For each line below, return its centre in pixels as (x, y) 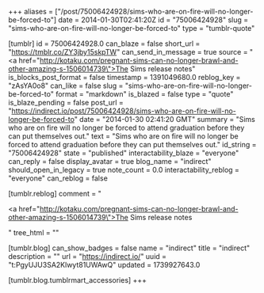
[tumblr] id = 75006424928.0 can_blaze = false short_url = (104, 44)
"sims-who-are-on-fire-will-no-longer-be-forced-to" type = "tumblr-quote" (132, 28)
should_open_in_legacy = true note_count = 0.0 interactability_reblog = (124, 170)
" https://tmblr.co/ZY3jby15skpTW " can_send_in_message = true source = (128, 52)
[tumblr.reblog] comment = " (55, 194)
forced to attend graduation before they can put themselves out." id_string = (132, 145)
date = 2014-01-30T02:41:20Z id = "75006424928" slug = (153, 20)
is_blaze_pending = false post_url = (66, 103)
